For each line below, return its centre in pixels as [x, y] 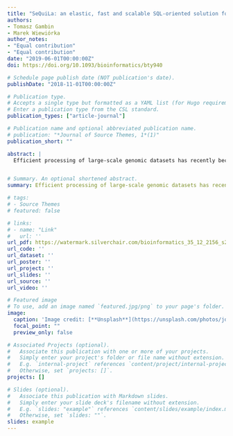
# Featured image [32, 300]
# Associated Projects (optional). [59, 345]
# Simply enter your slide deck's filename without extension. [103, 403]
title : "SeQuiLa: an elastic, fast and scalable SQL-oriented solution [113, 14]
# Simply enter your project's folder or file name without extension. [116, 358]
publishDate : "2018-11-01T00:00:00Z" [62, 84]
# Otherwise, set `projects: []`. [60, 371]
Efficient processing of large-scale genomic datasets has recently [114, 160]
